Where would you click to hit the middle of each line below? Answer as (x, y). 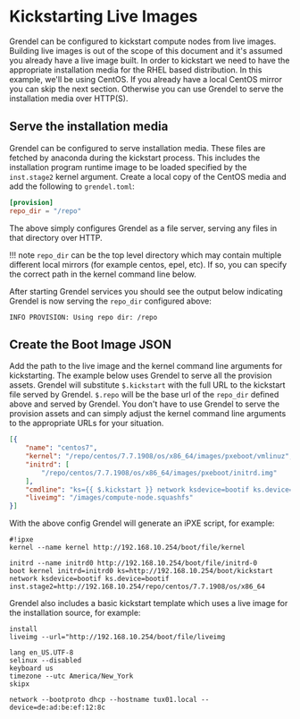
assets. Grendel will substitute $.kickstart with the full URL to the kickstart (147, 385)
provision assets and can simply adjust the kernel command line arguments (148, 414)
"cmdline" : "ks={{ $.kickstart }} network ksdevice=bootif (137, 490)
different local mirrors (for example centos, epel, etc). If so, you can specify (148, 264)
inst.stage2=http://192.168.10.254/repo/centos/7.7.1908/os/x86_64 (137, 587)
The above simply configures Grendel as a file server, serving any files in (143, 228)
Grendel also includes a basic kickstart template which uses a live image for (149, 603)
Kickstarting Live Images (104, 17)
